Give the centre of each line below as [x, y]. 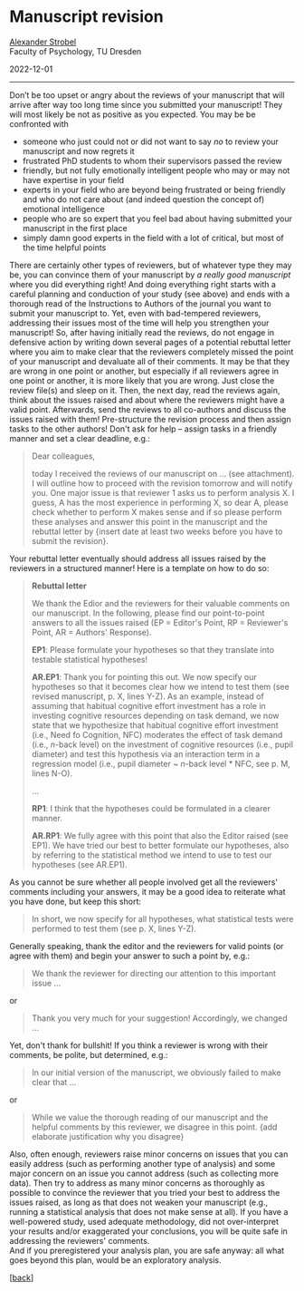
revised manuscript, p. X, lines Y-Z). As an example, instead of [147, 696]
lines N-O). [52, 773]
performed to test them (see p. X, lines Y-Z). [114, 928]
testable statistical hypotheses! [89, 659]
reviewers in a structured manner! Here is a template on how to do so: [139, 568]
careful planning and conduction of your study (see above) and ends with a [150, 294]
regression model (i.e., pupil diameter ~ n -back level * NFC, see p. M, [161, 763]
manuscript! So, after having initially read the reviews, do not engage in [142, 332]
